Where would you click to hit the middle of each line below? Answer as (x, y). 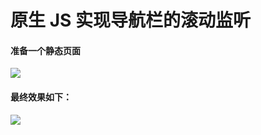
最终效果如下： (41, 97)
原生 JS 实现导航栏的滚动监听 (130, 20)
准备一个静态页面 (45, 50)
